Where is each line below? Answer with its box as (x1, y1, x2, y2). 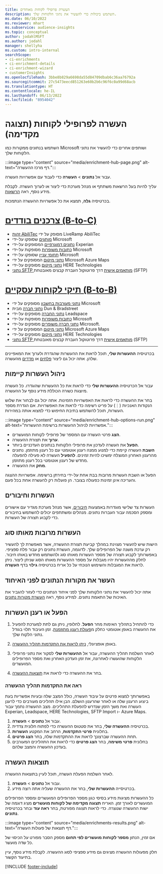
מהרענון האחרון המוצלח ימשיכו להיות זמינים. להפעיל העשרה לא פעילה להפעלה (12, 452, 157, 458)
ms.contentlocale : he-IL (5, 88, 55, 93)
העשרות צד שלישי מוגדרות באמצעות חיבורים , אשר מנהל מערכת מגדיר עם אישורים (5, 504, 155, 510)
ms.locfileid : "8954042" (5, 98, 55, 103)
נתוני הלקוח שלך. (12, 631, 44, 637)
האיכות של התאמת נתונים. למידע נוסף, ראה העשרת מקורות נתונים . (5, 594, 128, 600)
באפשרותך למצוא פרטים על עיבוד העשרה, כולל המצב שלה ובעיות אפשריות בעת (5, 693, 150, 699)
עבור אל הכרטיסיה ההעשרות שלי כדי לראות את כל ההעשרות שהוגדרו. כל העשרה (5, 383, 153, 388)
